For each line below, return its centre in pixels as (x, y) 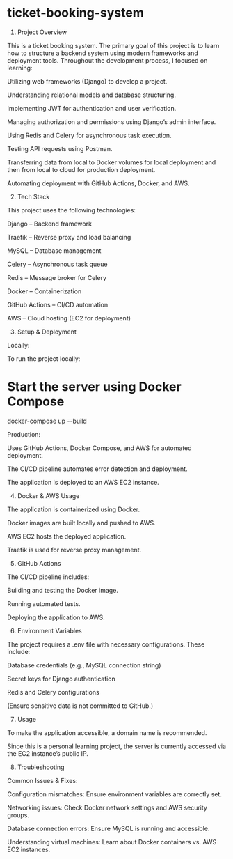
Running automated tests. (44, 603)
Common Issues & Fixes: (42, 780)
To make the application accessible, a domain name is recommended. (107, 732)
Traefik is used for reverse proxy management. (74, 550)
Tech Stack (33, 196)
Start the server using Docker (95, 387)
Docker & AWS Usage (48, 495)
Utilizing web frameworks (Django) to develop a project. (87, 81)
